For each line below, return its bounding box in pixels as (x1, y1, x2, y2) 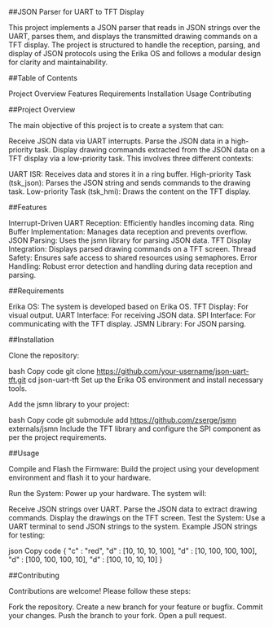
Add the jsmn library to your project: (8, 399, 130, 409)
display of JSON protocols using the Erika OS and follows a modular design (8, 49, 262, 58)
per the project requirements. (8, 433, 108, 442)
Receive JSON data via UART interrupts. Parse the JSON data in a (8, 136, 230, 146)
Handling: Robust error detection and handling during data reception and (8, 261, 253, 271)
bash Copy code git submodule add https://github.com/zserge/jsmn (8, 415, 237, 424)
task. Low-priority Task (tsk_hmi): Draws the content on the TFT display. (8, 187, 251, 196)
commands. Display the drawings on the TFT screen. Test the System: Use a (8, 513, 266, 522)
